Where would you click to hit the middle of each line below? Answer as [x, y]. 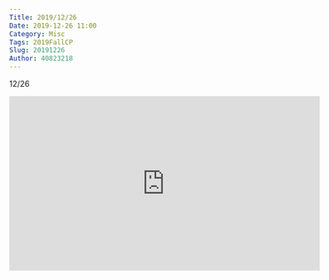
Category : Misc [37, 34]
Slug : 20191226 [37, 51]
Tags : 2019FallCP [41, 42]
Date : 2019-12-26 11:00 [53, 26]
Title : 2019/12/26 [43, 17]
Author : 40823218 [41, 58]
